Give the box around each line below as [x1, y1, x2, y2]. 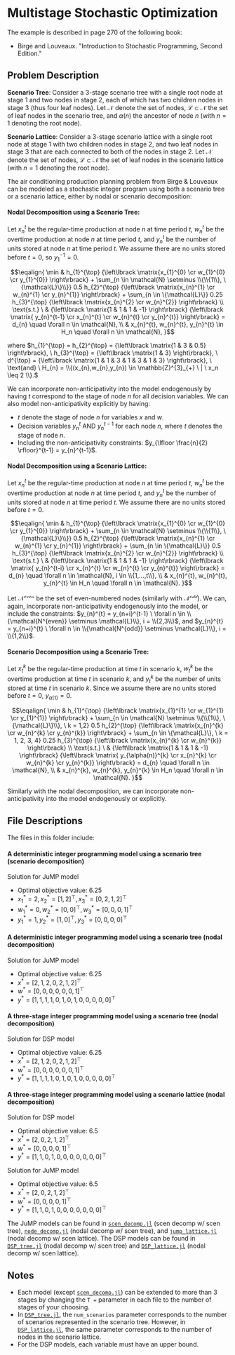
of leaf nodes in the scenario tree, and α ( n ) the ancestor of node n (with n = [7, 111, 227, 120]
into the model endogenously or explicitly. [45, 795, 167, 803]
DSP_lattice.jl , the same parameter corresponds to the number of [17, 1326, 213, 1334]
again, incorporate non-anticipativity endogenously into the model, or [7, 602, 208, 610]
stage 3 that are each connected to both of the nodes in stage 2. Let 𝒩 [7, 147, 213, 156]
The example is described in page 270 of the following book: [7, 28, 183, 36]
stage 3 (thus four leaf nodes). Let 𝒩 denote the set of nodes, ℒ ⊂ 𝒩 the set [7, 103, 228, 112]
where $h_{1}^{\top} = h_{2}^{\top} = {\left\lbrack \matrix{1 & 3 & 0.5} [7, 342, 207, 350]
